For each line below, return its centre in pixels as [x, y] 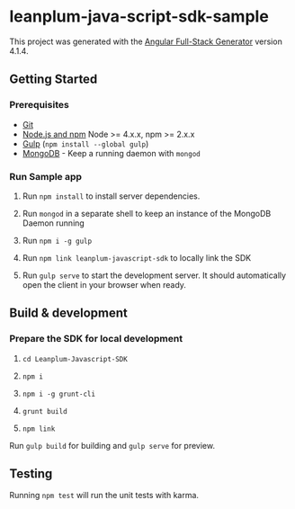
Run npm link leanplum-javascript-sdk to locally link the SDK [137, 257]
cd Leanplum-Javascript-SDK [75, 359]
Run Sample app [46, 176]
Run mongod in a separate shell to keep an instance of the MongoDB [147, 213]
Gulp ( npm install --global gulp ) [85, 143]
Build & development [68, 313]
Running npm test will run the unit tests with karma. [104, 496]
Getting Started [54, 80]
